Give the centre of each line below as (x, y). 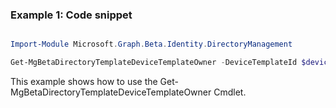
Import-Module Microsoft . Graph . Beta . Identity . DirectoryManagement (151, 44)
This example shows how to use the (84, 82)
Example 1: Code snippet (71, 15)
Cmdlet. (230, 92)
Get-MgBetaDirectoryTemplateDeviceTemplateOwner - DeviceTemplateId (154, 63)
